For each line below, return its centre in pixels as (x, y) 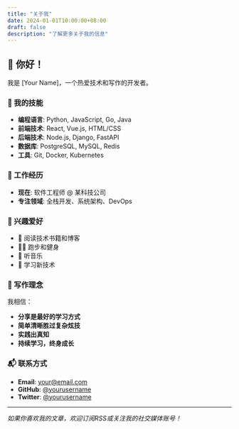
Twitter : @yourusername (54, 397)
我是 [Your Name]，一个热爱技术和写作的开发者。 (80, 83)
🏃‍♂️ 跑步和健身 (38, 246)
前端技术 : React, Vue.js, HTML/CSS (69, 129)
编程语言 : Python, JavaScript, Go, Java (74, 120)
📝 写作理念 (26, 285)
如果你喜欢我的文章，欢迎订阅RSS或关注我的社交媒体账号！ (94, 418)
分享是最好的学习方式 (49, 317)
